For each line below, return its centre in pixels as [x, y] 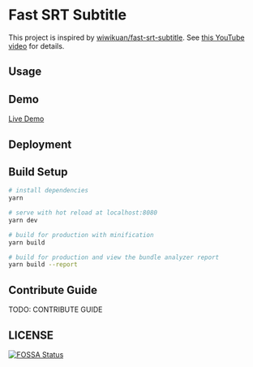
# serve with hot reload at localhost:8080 [83, 213]
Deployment [40, 144]
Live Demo [26, 119]
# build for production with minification [81, 235]
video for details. [36, 45]
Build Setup [38, 172]
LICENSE [31, 335]
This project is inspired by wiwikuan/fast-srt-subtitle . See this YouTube [126, 37]
